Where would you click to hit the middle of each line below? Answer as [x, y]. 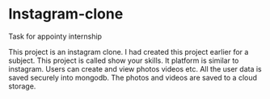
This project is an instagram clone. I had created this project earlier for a [129, 52]
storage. [22, 86]
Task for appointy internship [55, 36]
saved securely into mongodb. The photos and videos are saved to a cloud [133, 77]
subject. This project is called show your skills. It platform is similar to [124, 60]
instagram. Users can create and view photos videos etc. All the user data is [135, 68]
